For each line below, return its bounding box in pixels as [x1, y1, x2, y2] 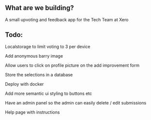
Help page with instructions [5, 109, 60, 115]
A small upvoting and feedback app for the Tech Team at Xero [5, 16, 129, 22]
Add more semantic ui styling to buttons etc [5, 90, 92, 96]
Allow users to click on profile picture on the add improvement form [5, 62, 139, 68]
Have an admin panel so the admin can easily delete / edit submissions [5, 100, 147, 105]
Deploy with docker [5, 81, 44, 87]
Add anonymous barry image [5, 53, 63, 59]
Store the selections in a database [5, 72, 73, 77]
